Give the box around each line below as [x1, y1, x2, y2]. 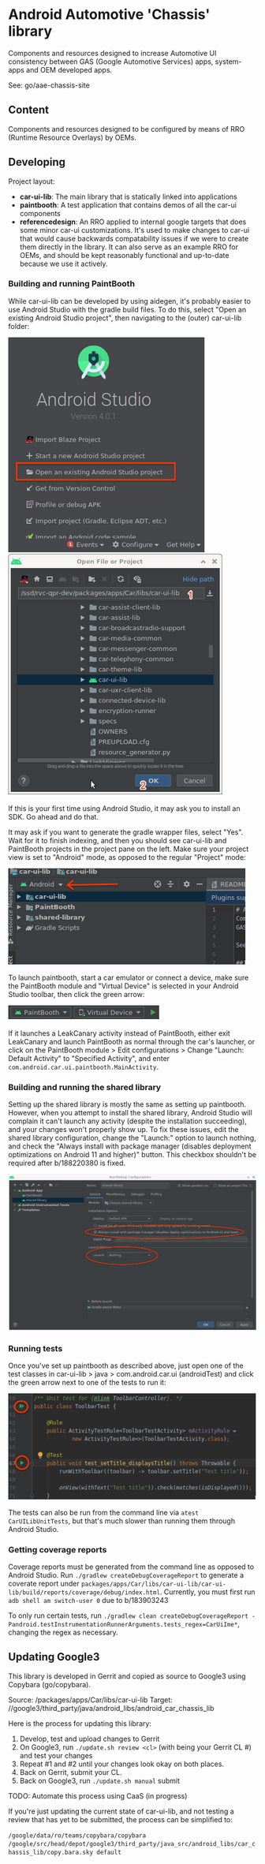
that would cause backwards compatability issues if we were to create [19, 233, 249, 243]
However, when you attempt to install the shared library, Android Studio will [8, 1108, 252, 1118]
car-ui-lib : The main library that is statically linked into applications [19, 192, 238, 201]
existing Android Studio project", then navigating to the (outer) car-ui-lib [8, 313, 242, 323]
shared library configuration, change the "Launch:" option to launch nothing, [8, 1134, 256, 1143]
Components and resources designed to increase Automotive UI [8, 48, 217, 58]
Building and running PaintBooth [8, 278, 136, 289]
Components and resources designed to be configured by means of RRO [8, 124, 245, 133]
